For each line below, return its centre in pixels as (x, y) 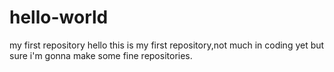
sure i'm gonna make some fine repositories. (101, 55)
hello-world (59, 17)
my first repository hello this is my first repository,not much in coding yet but (167, 45)
